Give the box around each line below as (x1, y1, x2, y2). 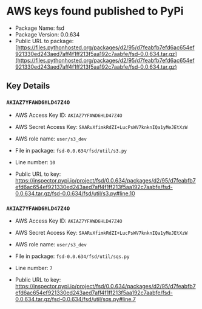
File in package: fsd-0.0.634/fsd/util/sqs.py (15, 252, 130, 260)
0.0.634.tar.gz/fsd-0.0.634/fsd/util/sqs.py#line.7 (15, 295, 136, 302)
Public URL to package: (15, 37, 74, 44)
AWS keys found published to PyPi (6, 4, 184, 18)
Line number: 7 (15, 264, 53, 271)
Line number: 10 (15, 158, 56, 165)
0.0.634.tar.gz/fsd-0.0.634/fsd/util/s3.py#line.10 (15, 190, 135, 197)
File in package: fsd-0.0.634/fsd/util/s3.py (15, 147, 127, 154)
